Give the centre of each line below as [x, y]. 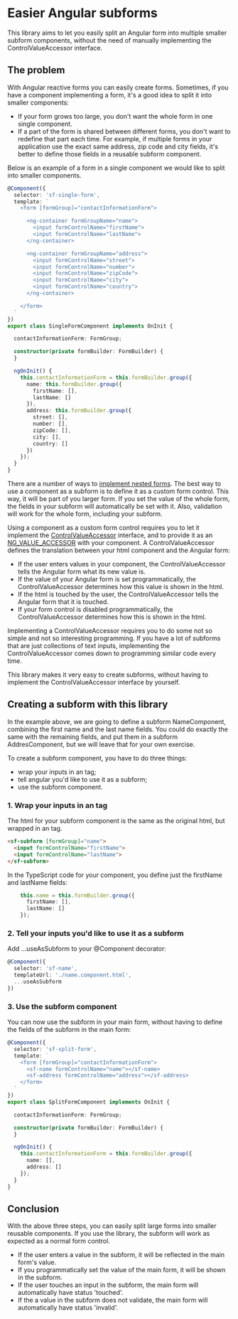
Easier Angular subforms [82, 13]
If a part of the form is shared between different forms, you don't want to [124, 131]
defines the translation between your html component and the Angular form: [119, 550]
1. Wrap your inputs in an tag [58, 805]
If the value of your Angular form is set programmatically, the [107, 579]
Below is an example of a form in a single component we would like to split [116, 168]
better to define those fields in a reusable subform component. [109, 154]
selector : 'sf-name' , [46, 969]
